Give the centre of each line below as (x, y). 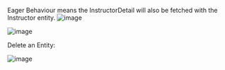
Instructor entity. (31, 18)
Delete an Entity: (31, 45)
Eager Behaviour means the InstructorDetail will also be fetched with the (112, 10)
